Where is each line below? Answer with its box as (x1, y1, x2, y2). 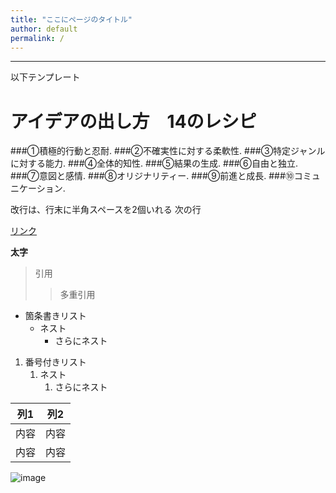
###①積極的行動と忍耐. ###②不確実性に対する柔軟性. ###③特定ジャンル (10, 145, 326, 157)
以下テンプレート (10, 71, 81, 83)
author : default (10, 24, 78, 34)
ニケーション (10, 182, 63, 195)
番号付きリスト (24, 356, 87, 368)
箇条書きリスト (24, 310, 87, 322)
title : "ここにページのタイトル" (10, 14, 133, 25)
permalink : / (10, 33, 65, 43)
